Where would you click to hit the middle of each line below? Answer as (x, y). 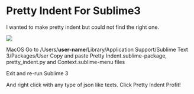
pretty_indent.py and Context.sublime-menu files (66, 62)
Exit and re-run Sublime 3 (37, 73)
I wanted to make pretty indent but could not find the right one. (83, 27)
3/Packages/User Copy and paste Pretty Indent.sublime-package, (87, 56)
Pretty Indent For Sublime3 (73, 11)
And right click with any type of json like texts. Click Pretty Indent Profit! (94, 85)
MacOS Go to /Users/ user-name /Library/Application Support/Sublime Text (97, 49)
